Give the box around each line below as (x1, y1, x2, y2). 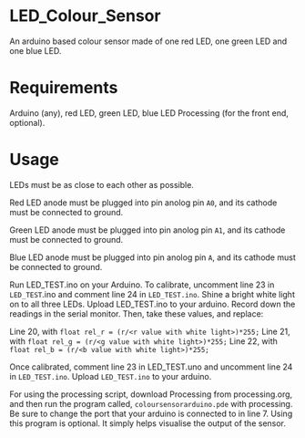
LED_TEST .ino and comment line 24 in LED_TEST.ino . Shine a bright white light (9, 288, 296, 299)
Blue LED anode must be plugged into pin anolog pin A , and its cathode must (9, 252, 296, 263)
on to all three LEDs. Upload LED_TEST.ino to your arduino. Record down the (9, 298, 296, 309)
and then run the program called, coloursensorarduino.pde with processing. (9, 398, 293, 409)
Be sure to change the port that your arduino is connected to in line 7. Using (9, 408, 293, 419)
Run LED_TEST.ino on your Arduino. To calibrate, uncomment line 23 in (9, 279, 275, 290)
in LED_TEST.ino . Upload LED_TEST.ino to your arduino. (9, 370, 212, 381)
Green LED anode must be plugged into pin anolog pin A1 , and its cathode (9, 224, 286, 235)
